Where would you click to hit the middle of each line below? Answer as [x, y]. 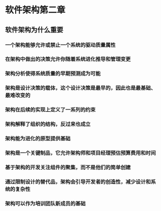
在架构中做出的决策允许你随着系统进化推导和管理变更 [68, 59]
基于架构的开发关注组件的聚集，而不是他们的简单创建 [68, 167]
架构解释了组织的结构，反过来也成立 [48, 124]
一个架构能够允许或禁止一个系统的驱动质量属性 [60, 45]
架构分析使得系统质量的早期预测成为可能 [53, 74]
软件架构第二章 [35, 10]
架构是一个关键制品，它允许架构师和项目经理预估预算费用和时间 [80, 153]
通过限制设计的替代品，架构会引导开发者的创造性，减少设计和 [78, 182]
